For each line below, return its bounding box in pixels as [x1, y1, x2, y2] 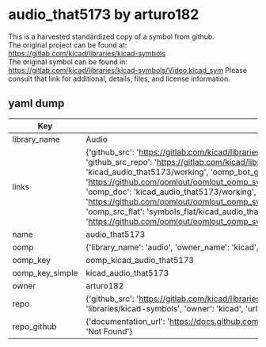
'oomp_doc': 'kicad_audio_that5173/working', [85, 186, 256, 197]
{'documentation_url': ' [85, 315, 170, 326]
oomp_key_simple [12, 267, 78, 278]
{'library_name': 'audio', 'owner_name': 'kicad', [85, 242, 259, 253]
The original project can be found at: [8, 40, 127, 49]
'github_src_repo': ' [85, 156, 157, 167]
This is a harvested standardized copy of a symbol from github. [8, 32, 215, 41]
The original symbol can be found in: [8, 57, 128, 67]
